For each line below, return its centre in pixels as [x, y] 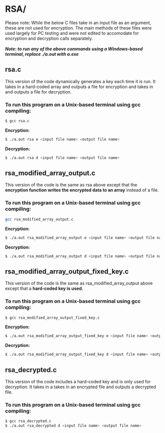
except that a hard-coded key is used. [44, 288]
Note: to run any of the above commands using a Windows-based [74, 49]
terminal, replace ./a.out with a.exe [42, 54]
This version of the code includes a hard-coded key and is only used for [78, 381]
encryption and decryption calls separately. [49, 38]
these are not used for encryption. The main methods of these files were [79, 28]
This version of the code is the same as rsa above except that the [71, 185]
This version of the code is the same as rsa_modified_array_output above [79, 283]
